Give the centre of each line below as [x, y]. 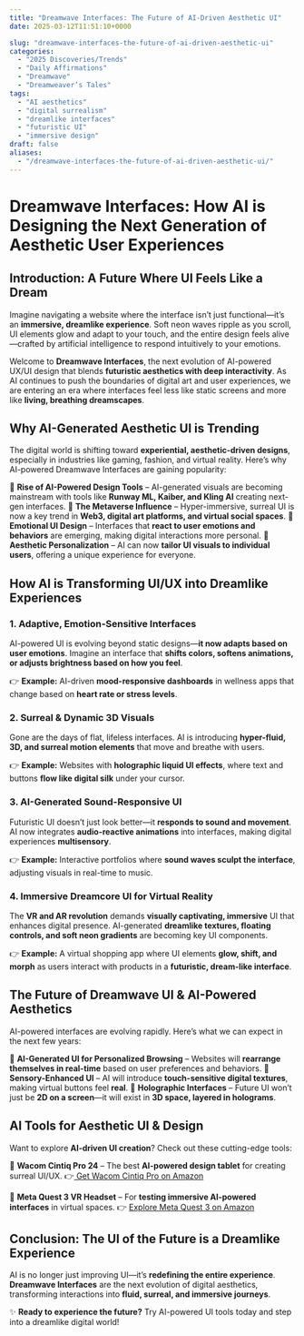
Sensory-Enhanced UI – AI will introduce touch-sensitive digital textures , [149, 1078]
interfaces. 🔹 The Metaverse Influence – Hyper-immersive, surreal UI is [160, 507]
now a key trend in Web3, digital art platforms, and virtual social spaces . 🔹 [152, 516]
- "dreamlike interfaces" [67, 119]
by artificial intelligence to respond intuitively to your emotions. [163, 343]
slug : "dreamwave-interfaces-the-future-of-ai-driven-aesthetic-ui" [142, 43]
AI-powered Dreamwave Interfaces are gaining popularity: [118, 470]
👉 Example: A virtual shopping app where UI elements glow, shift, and [143, 954]
